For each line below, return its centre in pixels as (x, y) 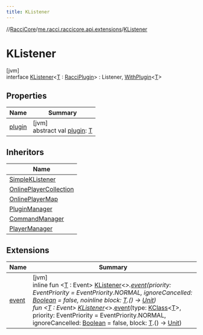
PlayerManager (31, 229)
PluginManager (31, 209)
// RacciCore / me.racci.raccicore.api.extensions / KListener (77, 29)
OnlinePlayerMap (34, 199)
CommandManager (37, 219)
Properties (27, 95)
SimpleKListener (33, 179)
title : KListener (28, 12)
